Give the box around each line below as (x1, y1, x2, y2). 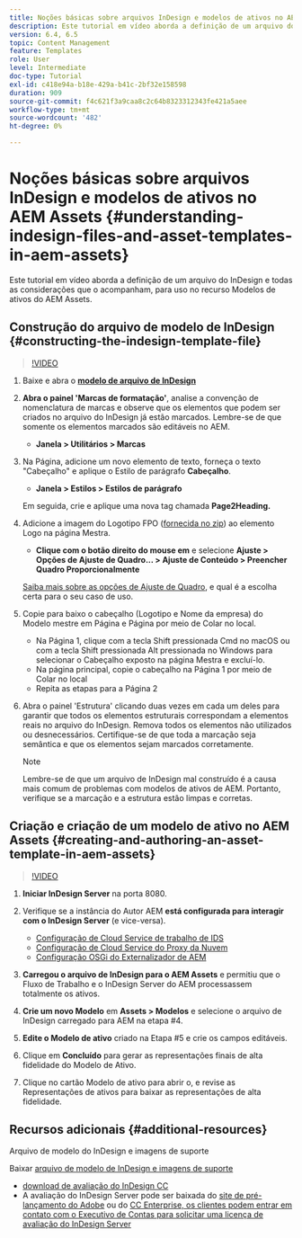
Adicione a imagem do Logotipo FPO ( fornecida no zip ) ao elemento (22, 518, 275, 529)
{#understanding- (105, 207, 244, 227)
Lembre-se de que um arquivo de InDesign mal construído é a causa (22, 773, 277, 784)
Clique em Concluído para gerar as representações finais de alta (22, 1049, 263, 1061)
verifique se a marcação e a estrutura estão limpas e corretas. (22, 792, 253, 803)
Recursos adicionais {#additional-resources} (9, 1121, 268, 1137)
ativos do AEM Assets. (9, 293, 93, 304)
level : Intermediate (9, 64, 87, 73)
